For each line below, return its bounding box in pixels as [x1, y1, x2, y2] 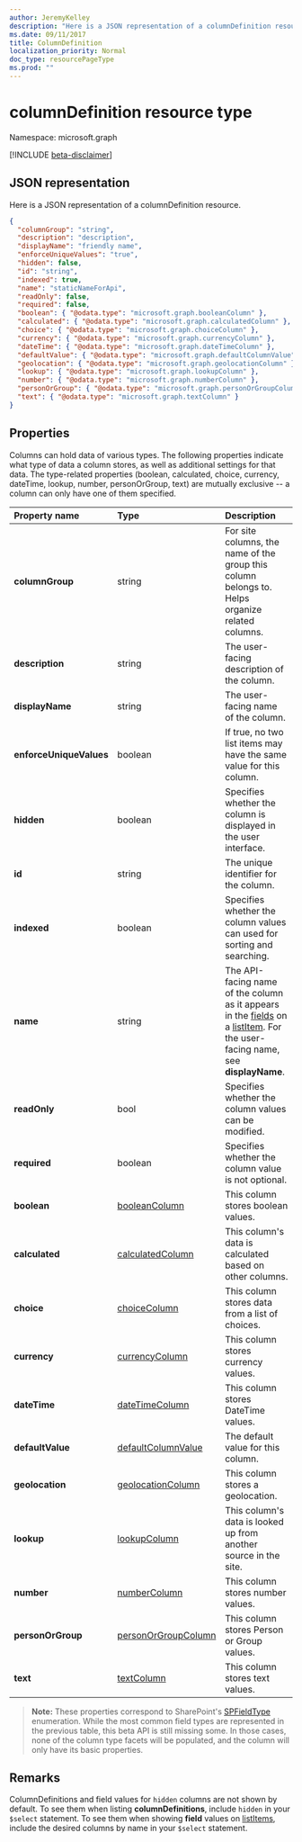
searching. [224, 949, 270, 962]
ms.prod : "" [9, 64, 54, 73]
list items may [224, 737, 283, 750]
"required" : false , [17, 301, 91, 310]
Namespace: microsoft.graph [9, 131, 118, 142]
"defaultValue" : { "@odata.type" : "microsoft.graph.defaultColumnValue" [17, 350, 296, 360]
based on [224, 1259, 265, 1271]
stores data [224, 1296, 272, 1308]
